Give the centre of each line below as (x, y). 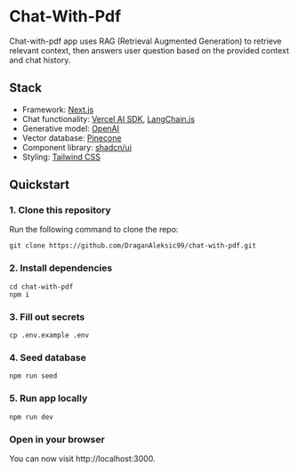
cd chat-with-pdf (41, 287)
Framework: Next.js (58, 110)
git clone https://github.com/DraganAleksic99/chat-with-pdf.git (133, 246)
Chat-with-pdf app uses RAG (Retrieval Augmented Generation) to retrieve (145, 41)
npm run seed (33, 376)
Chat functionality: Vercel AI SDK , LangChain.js (109, 118)
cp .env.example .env (49, 336)
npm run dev (31, 417)
